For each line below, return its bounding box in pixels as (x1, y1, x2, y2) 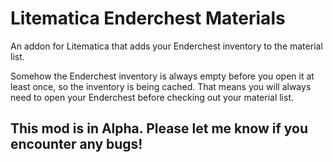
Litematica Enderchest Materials (10, 7, 286, 30)
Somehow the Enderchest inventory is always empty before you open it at (10, 70, 315, 82)
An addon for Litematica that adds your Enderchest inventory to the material (10, 40, 323, 52)
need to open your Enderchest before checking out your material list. (10, 91, 295, 103)
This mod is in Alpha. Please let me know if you (10, 120, 309, 137)
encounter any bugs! (10, 136, 143, 153)
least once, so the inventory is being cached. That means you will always (10, 80, 312, 92)
